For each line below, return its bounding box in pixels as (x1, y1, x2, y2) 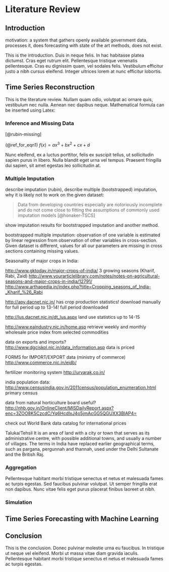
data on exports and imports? (5, 339, 67, 345)
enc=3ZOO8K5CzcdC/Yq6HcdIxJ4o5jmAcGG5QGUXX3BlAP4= (5, 410, 137, 416)
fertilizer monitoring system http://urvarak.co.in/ (5, 369, 105, 375)
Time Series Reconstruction (5, 83, 95, 91)
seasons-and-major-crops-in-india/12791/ (5, 278, 92, 284)
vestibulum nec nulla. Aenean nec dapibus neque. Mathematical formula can (5, 102, 164, 108)
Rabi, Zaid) (5, 273, 28, 279)
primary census (5, 390, 38, 396)
